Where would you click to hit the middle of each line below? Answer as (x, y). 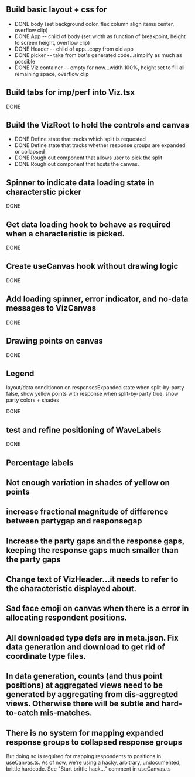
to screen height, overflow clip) (52, 42)
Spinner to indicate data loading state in (80, 183)
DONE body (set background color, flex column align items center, (94, 24)
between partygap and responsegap (74, 521)
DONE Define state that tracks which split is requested (80, 139)
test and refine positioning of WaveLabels (84, 430)
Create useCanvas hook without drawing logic (92, 266)
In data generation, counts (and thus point (84, 676)
